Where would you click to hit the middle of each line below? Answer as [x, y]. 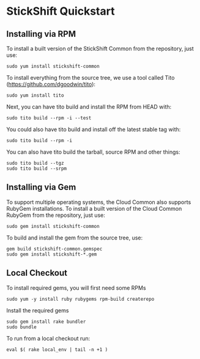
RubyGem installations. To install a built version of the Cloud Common [94, 208]
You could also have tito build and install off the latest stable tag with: [94, 129]
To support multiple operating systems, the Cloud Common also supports [99, 202]
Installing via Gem [41, 187]
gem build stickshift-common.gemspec [54, 249]
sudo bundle [21, 327]
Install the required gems [38, 310]
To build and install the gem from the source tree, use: [74, 238]
